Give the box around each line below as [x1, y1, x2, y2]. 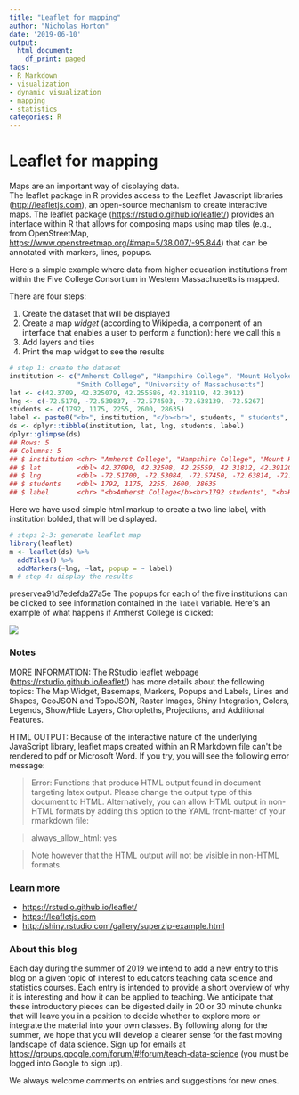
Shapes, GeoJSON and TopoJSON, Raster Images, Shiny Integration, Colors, [9, 695, 290, 706]
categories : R [9, 112, 62, 121]
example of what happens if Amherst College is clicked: [9, 608, 214, 618]
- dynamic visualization [9, 87, 101, 96]
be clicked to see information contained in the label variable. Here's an [9, 598, 271, 609]
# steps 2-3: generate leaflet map [9, 531, 141, 540]
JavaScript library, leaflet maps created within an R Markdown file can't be [9, 741, 283, 751]
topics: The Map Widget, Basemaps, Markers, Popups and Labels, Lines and [9, 685, 289, 696]
